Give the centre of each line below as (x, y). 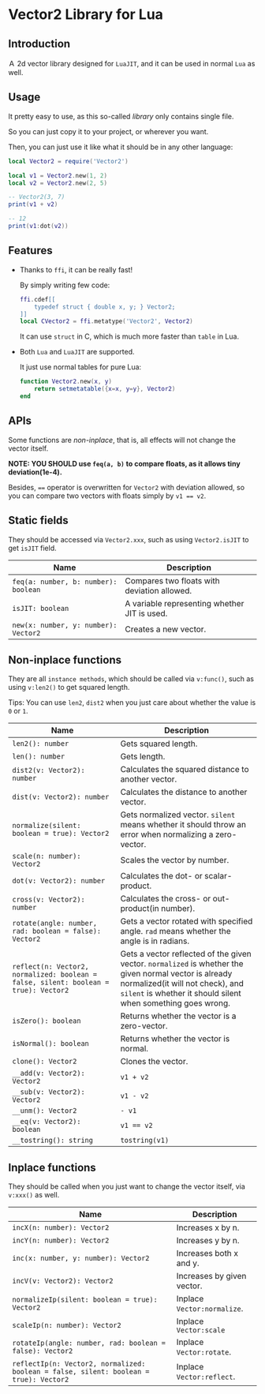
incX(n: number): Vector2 (61, 1228)
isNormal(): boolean (50, 1044)
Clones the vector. (154, 1062)
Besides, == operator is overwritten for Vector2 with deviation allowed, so (127, 487)
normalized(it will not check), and (182, 984)
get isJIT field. (32, 548)
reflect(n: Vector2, (50, 967)
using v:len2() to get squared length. (69, 688)
